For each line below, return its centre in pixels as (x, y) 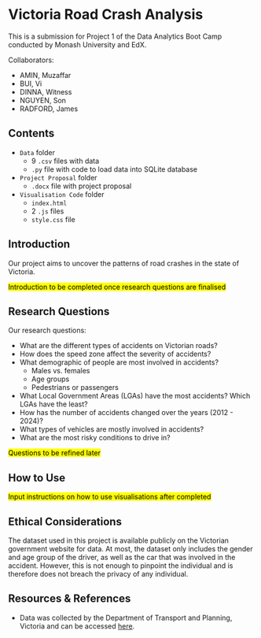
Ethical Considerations (65, 521)
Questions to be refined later (54, 453)
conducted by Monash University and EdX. (77, 44)
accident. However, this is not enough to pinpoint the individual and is (121, 566)
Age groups (50, 379)
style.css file (53, 219)
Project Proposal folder (58, 177)
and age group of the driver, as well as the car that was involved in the (122, 557)
